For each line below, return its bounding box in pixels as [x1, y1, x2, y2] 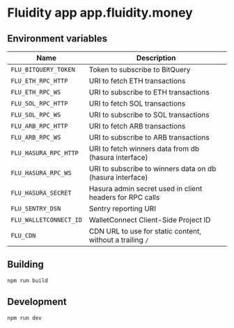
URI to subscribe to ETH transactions [88, 88, 210, 97]
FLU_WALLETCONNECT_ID [10, 216, 82, 224]
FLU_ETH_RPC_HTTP [10, 77, 68, 85]
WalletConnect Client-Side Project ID [88, 215, 211, 224]
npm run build [7, 277, 49, 284]
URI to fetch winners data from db [88, 144, 200, 154]
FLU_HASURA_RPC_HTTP [10, 149, 79, 157]
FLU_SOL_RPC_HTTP [10, 99, 68, 107]
